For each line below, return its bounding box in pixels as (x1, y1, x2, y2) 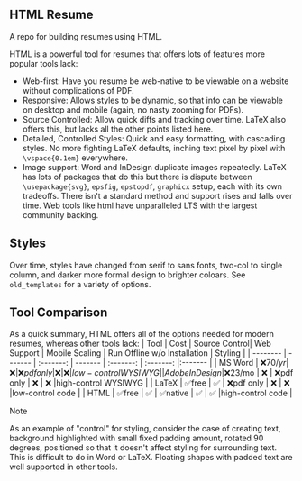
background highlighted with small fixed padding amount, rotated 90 (9, 432, 264, 444)
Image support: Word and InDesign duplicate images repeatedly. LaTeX (22, 161, 287, 172)
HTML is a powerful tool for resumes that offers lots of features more (9, 49, 266, 59)
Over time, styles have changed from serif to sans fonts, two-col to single (9, 259, 283, 270)
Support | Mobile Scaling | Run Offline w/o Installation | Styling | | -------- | (9, 348, 287, 358)
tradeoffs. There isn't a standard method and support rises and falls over (22, 190, 293, 201)
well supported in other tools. (9, 461, 119, 472)
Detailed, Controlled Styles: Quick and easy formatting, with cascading (22, 132, 286, 143)
